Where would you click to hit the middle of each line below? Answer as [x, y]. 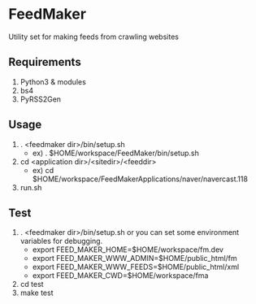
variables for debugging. [61, 241]
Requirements [45, 62]
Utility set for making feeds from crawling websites [93, 37]
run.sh [31, 187]
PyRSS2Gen [41, 99]
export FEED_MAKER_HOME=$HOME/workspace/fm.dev [128, 250]
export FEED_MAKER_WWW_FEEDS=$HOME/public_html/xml [136, 267]
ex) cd [43, 170]
